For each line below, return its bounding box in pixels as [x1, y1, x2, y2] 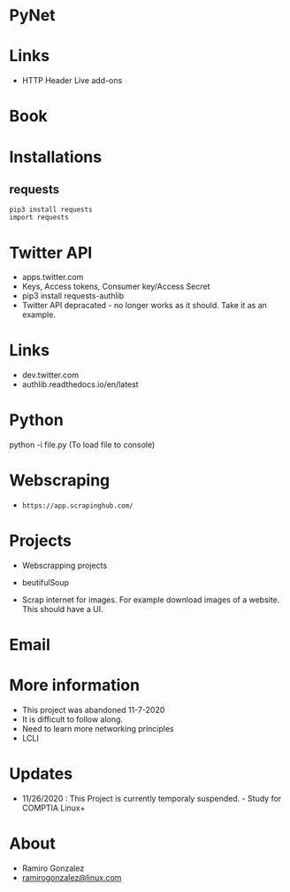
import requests [9, 213, 69, 222]
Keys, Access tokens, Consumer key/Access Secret [21, 281, 210, 292]
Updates [9, 764, 73, 784]
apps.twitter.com [21, 272, 84, 283]
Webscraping [9, 470, 111, 491]
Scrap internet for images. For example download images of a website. [21, 594, 280, 605]
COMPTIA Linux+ [21, 803, 86, 813]
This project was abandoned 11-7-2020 [21, 705, 165, 716]
